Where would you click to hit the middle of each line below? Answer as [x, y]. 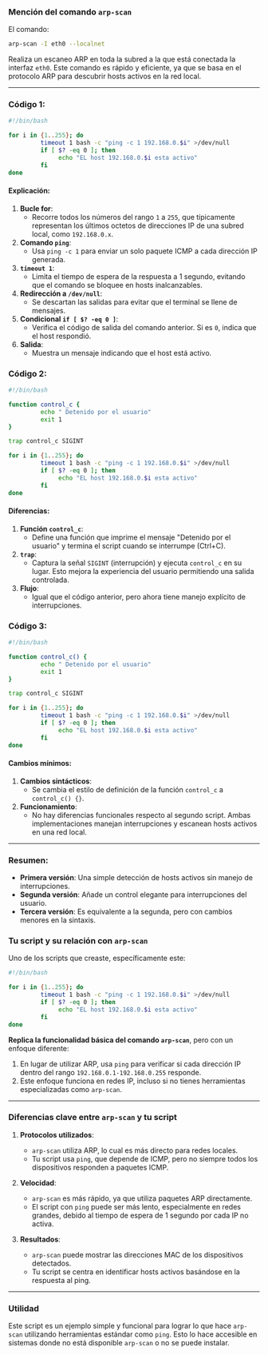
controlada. [50, 580]
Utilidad [24, 1308]
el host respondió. [61, 336]
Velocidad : [38, 1182]
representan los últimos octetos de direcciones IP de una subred [138, 225]
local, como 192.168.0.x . [73, 233]
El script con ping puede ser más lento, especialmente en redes [136, 1206]
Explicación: [29, 191]
